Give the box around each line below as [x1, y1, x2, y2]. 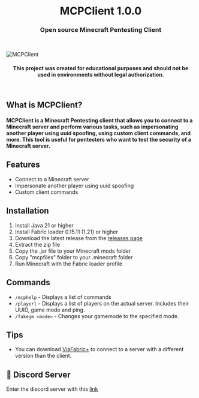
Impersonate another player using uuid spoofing [14, 182, 134, 189]
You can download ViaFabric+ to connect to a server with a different [14, 346, 184, 353]
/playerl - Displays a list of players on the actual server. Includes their [14, 300, 189, 307]
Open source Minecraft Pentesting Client [40, 26, 162, 34]
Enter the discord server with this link [6, 385, 98, 393]
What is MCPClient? [6, 100, 83, 110]
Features [6, 160, 40, 170]
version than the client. [14, 352, 72, 360]
